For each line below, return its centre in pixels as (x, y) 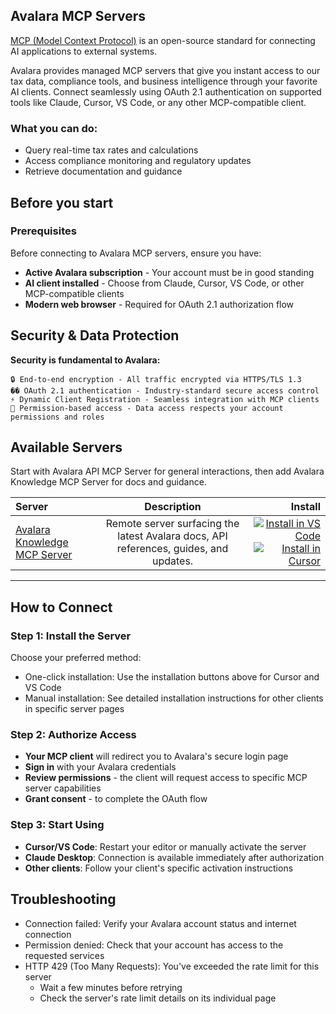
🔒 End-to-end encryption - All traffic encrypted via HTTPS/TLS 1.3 (156, 379)
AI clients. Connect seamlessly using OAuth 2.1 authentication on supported (166, 91)
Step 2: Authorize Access (73, 735)
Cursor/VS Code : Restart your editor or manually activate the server (165, 846)
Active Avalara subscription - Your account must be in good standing (169, 272)
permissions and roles (57, 417)
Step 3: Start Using (57, 825)
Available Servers (66, 447)
